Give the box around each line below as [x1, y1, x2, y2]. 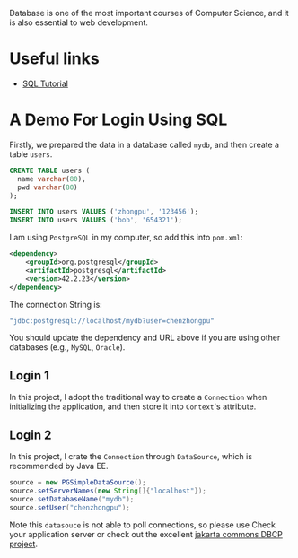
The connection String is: [9, 299, 103, 310]
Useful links [9, 48, 101, 69]
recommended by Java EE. [9, 461, 110, 471]
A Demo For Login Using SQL [9, 109, 228, 130]
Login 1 [9, 368, 49, 383]
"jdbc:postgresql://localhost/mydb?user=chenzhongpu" [9, 316, 215, 326]
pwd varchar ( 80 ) [17, 183, 78, 192]
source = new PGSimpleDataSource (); [9, 478, 146, 487]
